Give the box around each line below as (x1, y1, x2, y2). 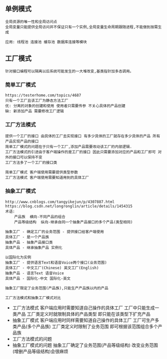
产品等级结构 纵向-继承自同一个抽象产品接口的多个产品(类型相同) (14, 219, 133, 224)
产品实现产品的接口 (5, 139, 39, 144)
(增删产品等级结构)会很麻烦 (12, 348, 69, 354)
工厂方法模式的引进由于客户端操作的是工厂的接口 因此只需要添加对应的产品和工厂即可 (5, 150, 156, 155)
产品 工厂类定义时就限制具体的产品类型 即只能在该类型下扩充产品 (16, 311, 151, 317)
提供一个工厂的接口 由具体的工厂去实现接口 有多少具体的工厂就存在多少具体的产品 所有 (5, 134, 161, 139)
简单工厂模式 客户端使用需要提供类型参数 (5, 170, 78, 175)
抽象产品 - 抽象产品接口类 (5, 240, 53, 245)
